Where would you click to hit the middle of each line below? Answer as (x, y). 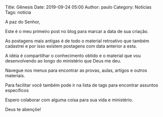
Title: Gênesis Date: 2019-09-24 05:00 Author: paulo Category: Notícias (78, 7)
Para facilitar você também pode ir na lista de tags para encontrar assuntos (82, 85)
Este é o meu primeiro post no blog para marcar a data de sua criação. (77, 31)
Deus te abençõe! (23, 109)
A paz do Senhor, (23, 22)
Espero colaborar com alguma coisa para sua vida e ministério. (69, 100)
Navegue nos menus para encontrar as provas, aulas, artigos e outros (76, 70)
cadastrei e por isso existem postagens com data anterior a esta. (71, 46)
